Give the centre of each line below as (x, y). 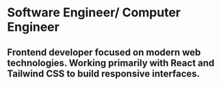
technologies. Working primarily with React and (111, 63)
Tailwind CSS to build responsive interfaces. (104, 73)
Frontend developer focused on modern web (104, 52)
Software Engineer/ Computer (94, 13)
